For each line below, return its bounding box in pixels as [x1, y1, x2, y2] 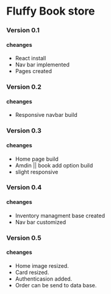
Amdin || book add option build [15, 161, 93, 169]
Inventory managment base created [15, 212, 106, 219]
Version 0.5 [6, 233, 41, 242]
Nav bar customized [15, 218, 66, 226]
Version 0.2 [6, 83, 41, 91]
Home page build [15, 155, 59, 163]
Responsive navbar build [15, 111, 77, 119]
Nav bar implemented [15, 61, 70, 68]
